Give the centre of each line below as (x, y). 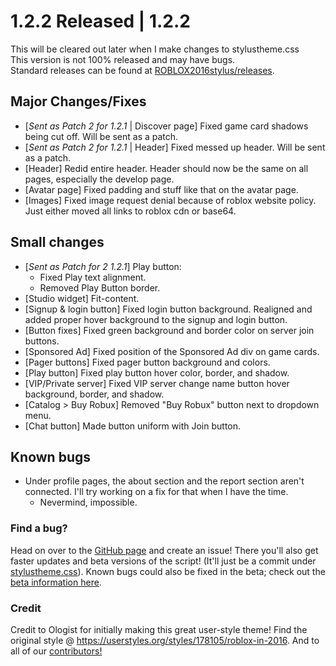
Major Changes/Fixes (78, 101)
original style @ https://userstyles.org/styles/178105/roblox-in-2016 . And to (165, 640)
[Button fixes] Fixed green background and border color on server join (169, 330)
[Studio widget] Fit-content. (82, 298)
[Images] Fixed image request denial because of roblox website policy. (170, 200)
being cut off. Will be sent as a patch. (101, 136)
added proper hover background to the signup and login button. (156, 319)
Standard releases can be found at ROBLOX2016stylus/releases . (142, 70)
